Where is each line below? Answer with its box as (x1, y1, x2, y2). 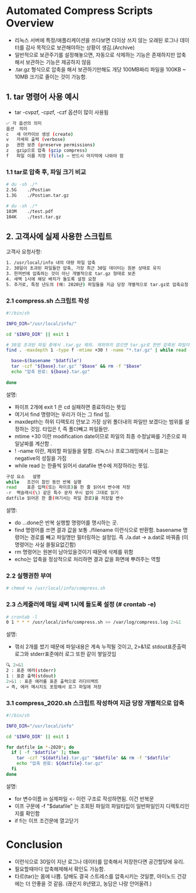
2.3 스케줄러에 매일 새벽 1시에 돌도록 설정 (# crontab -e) (6, 600, 156, 609)
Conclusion (6, 838, 63, 851)
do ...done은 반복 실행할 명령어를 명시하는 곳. (14, 519, 118, 526)
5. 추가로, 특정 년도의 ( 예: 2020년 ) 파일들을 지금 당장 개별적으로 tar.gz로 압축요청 (6, 281, 188, 287)
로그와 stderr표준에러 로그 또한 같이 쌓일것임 (14, 651, 117, 658)
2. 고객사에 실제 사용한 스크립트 (6, 231, 113, 241)
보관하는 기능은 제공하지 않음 (25, 59, 92, 66)
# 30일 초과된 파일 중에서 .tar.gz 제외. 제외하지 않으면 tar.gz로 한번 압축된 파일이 (6, 342, 190, 348)
